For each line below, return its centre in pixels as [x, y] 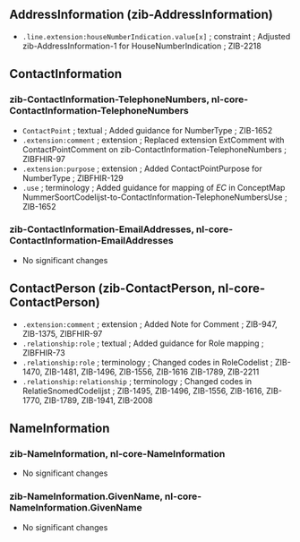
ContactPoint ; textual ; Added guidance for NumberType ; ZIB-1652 [147, 130]
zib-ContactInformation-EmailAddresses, [102, 229]
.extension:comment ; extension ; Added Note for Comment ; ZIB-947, [150, 324]
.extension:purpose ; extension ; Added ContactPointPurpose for [142, 168]
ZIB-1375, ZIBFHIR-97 [62, 333]
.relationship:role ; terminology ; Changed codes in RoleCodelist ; [147, 362]
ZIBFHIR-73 [43, 352]
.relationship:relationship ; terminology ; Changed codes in [137, 381]
